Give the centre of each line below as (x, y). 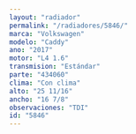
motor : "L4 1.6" (39, 58)
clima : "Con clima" (45, 83)
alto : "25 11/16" (41, 91)
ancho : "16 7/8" (39, 99)
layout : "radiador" (45, 17)
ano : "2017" (31, 50)
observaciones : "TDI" (49, 108)
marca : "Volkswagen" (47, 33)
